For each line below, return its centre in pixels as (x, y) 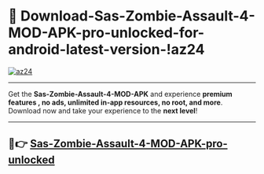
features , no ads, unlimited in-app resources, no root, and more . (115, 102)
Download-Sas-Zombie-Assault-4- (138, 16)
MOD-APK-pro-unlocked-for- (106, 33)
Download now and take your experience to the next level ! (103, 110)
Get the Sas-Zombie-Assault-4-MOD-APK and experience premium (121, 94)
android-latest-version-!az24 (106, 50)
